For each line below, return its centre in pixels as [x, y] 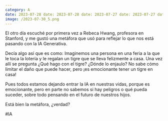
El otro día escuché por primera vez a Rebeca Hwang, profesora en [74, 33]
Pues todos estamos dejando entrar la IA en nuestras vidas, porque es [77, 84]
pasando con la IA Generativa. [36, 44]
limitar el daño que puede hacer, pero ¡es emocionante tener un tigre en [79, 69]
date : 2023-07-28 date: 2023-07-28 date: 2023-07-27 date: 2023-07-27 [80, 14]
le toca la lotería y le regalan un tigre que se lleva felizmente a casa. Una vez [84, 59]
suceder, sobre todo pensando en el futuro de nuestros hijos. [68, 95]
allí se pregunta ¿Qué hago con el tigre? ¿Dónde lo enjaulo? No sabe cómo [82, 64]
